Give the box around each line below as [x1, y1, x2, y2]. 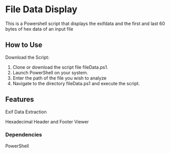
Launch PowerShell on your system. [12, 69, 88, 75]
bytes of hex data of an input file [5, 25, 74, 32]
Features [5, 95, 34, 104]
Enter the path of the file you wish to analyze [12, 75, 107, 81]
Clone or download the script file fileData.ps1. [12, 64, 108, 70]
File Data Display [5, 4, 78, 15]
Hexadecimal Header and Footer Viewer [5, 118, 89, 124]
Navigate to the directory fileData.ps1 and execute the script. [12, 80, 140, 86]
